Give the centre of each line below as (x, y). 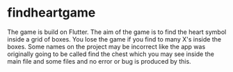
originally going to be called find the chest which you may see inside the (111, 54)
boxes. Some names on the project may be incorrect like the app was (106, 46)
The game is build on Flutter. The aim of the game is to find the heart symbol (117, 32)
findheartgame (51, 13)
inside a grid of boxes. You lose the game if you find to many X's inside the (114, 39)
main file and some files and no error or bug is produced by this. (99, 61)
